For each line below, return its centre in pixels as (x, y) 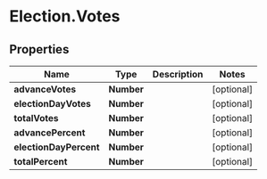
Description (178, 74)
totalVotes (37, 118)
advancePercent (50, 133)
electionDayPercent (57, 147)
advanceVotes (45, 89)
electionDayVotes (52, 104)
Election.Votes (65, 16)
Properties (39, 49)
